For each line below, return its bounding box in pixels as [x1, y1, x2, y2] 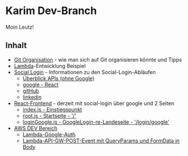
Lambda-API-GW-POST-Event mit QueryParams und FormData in [22, 137, 180, 144]
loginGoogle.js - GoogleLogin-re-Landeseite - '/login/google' [22, 118, 170, 126]
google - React [22, 81, 59, 88]
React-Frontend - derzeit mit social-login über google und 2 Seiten [13, 100, 175, 107]
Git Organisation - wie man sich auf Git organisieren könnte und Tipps [13, 56, 182, 63]
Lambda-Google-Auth [22, 131, 76, 138]
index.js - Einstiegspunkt [22, 106, 82, 113]
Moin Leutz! [5, 23, 34, 30]
